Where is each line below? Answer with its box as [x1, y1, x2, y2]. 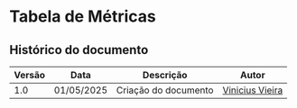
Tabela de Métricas [9, 6, 156, 27]
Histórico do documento [9, 42, 149, 58]
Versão [14, 69, 46, 81]
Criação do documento [116, 84, 214, 96]
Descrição [143, 69, 188, 81]
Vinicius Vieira [222, 84, 283, 96]
